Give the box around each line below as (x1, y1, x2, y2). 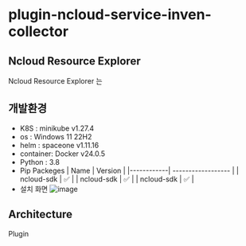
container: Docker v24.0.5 (19, 149, 106, 158)
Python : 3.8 (19, 157, 60, 166)
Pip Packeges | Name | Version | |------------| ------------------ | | (19, 166, 239, 175)
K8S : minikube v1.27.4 (19, 123, 95, 133)
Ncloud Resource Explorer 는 (8, 76, 103, 85)
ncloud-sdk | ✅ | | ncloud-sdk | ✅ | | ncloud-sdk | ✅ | (19, 174, 194, 184)
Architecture (8, 208, 73, 221)
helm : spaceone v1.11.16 (19, 140, 100, 150)
